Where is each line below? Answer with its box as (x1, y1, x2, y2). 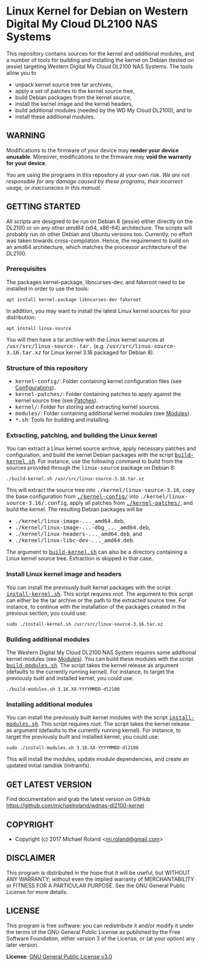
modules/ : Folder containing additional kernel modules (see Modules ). (14, 410, 191, 417)
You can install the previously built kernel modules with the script (6, 714, 168, 721)
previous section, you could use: (6, 609, 87, 617)
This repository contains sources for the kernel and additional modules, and (6, 50, 194, 57)
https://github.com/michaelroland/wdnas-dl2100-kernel (6, 802, 145, 809)
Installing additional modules (6, 700, 93, 708)
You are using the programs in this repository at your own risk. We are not (6, 171, 190, 178)
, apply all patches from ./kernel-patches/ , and (66, 499, 193, 507)
